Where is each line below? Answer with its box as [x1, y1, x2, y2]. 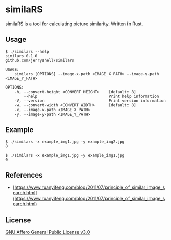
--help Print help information [24, 94, 159, 99]
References [5, 170, 43, 180]
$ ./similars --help [5, 49, 50, 54]
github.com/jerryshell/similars [5, 58, 74, 63]
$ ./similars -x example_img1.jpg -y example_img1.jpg [5, 152, 125, 158]
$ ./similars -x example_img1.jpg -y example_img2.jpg [5, 139, 125, 144]
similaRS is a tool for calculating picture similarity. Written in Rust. [5, 20, 143, 27]
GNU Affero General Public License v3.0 [5, 229, 90, 235]
